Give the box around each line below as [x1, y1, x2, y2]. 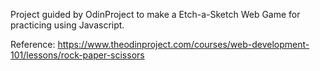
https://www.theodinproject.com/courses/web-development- [57, 39, 310, 50]
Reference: [10, 39, 56, 50]
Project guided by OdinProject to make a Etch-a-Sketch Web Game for [10, 9, 301, 20]
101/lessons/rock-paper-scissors [10, 49, 145, 61]
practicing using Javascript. [10, 19, 125, 31]
